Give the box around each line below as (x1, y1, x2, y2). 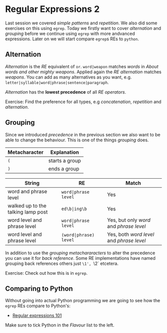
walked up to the (7, 202, 47, 209)
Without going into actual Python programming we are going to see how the (5, 298, 161, 304)
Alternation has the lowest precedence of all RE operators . (5, 89, 126, 95)
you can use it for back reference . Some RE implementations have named (5, 255, 156, 261)
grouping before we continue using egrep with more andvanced (5, 30, 135, 36)
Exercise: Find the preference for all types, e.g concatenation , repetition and (5, 99, 162, 105)
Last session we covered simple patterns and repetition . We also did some (5, 20, 158, 26)
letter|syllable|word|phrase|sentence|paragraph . (5, 79, 109, 85)
